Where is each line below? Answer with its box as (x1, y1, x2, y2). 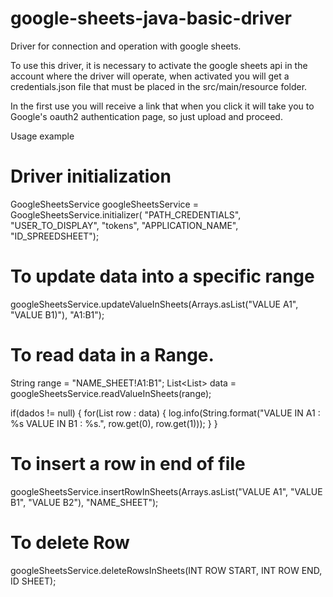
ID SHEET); (10, 575, 57, 587)
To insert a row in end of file (10, 452, 246, 475)
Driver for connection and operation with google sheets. (10, 40, 242, 52)
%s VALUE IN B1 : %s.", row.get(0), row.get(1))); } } (10, 417, 218, 429)
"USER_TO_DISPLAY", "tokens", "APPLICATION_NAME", (10, 219, 239, 231)
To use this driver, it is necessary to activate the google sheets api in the (10, 59, 308, 71)
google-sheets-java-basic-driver (10, 7, 292, 30)
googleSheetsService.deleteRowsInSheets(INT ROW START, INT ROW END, (10, 564, 323, 576)
